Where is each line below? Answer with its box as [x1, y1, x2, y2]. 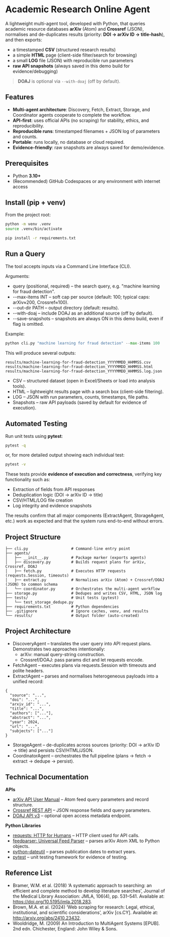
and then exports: [5, 37, 42, 43]
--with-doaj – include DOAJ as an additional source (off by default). [12, 310, 154, 316]
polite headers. [12, 667, 44, 673]
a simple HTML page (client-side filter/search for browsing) [12, 52, 137, 58]
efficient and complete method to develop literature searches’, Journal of [12, 888, 165, 894]
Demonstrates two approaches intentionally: [12, 646, 106, 652]
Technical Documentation [5, 773, 89, 782]
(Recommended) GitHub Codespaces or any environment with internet [12, 178, 161, 184]
